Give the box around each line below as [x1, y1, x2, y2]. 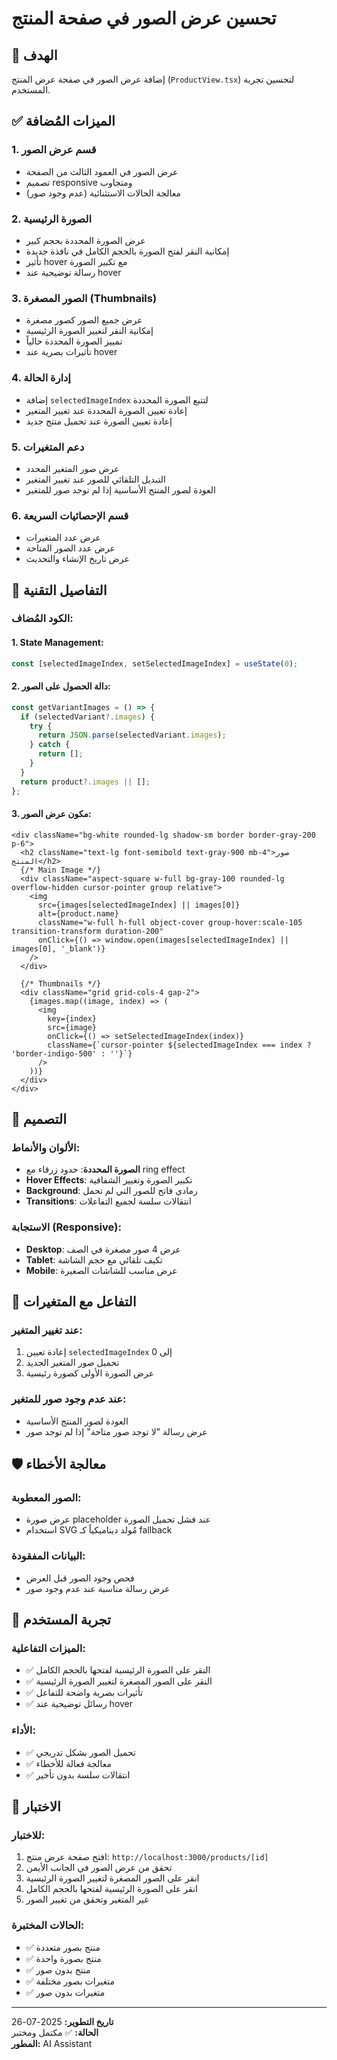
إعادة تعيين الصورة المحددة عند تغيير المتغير [25, 404, 188, 416]
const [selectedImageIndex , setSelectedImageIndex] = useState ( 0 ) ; [11, 658, 299, 669]
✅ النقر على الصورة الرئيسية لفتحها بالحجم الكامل [25, 1664, 211, 1676]
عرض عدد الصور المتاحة [25, 542, 116, 554]
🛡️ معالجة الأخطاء [11, 1456, 107, 1473]
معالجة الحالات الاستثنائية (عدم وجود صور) [25, 187, 181, 199]
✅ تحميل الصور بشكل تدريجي [25, 1746, 136, 1758]
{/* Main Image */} [20, 865, 102, 875]
